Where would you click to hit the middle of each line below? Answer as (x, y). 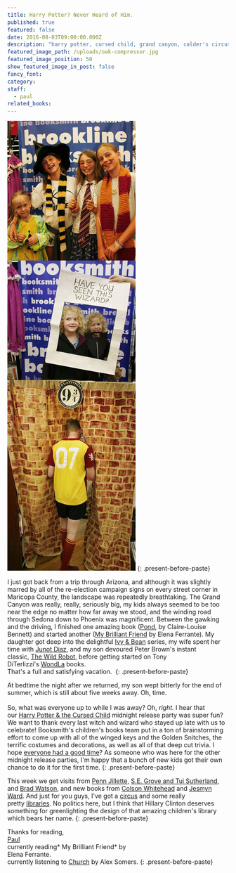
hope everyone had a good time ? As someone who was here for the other (114, 753)
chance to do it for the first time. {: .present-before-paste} (91, 768)
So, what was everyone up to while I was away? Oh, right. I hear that (106, 708)
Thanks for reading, (36, 832)
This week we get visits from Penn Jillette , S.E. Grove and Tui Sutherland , (113, 781)
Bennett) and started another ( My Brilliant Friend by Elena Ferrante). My (111, 634)
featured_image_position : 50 (50, 60)
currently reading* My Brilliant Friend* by (67, 847)
